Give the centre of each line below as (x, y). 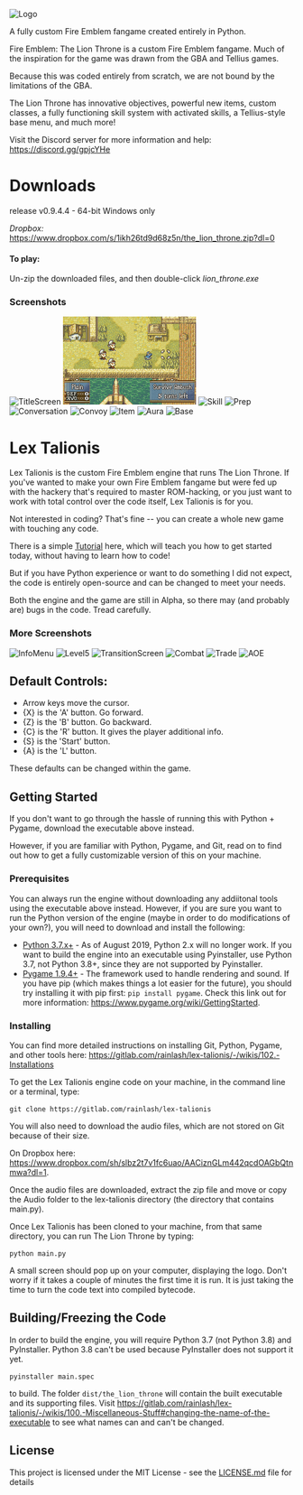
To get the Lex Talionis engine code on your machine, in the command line (147, 1082)
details (22, 1481)
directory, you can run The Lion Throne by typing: (102, 1236)
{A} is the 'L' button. (60, 751)
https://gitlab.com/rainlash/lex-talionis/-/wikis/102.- (184, 1054)
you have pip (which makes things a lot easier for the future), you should (157, 983)
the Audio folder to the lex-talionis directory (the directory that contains (142, 1199)
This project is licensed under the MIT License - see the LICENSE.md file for (151, 1472)
